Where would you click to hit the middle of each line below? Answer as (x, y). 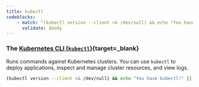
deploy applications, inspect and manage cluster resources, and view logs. (97, 68)
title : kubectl (25, 11)
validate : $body (42, 28)
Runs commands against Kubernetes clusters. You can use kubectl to (91, 61)
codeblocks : (21, 17)
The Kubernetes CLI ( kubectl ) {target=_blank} (73, 49)
